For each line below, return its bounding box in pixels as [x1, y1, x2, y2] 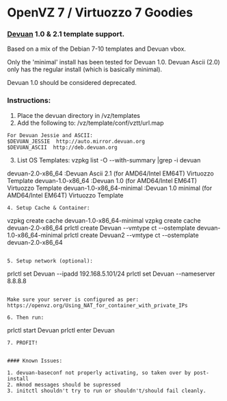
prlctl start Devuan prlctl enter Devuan [7, 326, 115, 334]
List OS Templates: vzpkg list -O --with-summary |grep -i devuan [16, 156, 201, 164]
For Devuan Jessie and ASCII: [7, 132, 94, 138]
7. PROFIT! [7, 339, 38, 346]
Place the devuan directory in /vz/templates [16, 111, 140, 119]
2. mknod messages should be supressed [7, 381, 121, 388]
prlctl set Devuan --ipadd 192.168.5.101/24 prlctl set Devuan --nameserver [7, 269, 215, 278]
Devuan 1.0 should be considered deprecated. [7, 79, 137, 87]
